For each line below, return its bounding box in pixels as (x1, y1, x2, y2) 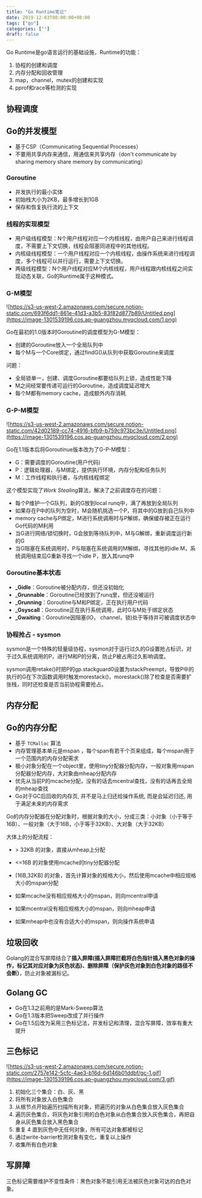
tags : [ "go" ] (6, 20, 39, 26)
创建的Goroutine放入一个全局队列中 (14, 341, 104, 349)
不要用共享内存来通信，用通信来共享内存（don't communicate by (14, 150, 177, 158)
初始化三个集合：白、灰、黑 (14, 1088, 84, 1095)
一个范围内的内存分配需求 (14, 755, 79, 762)
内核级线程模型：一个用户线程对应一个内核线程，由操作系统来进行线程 (14, 250, 190, 257)
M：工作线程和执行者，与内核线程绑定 (14, 474, 110, 481)
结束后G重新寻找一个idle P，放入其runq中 (31, 552, 134, 559)
